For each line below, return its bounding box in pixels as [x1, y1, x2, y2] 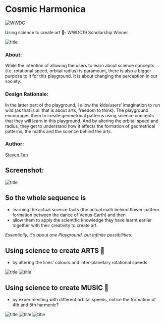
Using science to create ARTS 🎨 [5, 246, 105, 255]
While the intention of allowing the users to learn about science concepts [5, 63, 155, 69]
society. [5, 78, 21, 85]
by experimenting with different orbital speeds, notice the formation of [12, 297, 156, 303]
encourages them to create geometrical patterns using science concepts [5, 112, 154, 118]
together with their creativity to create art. [12, 223, 98, 229]
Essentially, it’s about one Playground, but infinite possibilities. [5, 232, 133, 238]
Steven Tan [5, 152, 28, 158]
